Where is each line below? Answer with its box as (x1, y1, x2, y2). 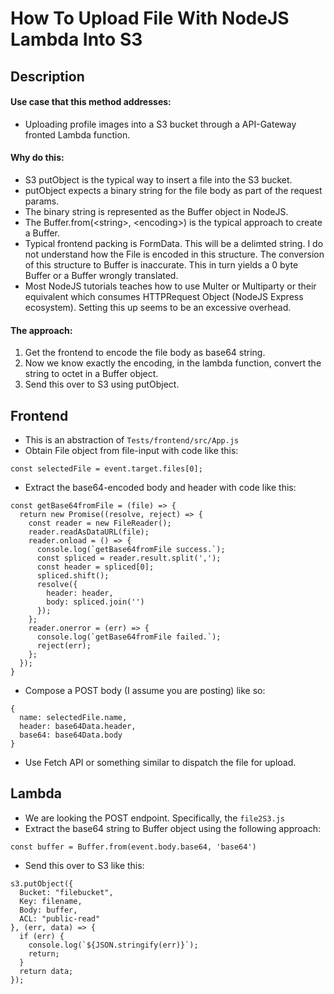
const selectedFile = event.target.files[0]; (10, 464, 203, 474)
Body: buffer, (19, 905, 78, 915)
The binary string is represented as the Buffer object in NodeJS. (24, 205, 289, 217)
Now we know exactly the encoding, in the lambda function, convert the (24, 357, 322, 369)
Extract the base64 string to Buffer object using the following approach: (24, 822, 321, 834)
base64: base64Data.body (19, 730, 123, 740)
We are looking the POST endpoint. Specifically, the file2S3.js (24, 812, 286, 824)
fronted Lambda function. (24, 128, 131, 141)
